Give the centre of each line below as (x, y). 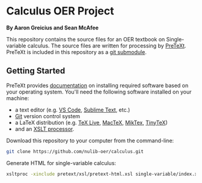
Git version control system (47, 116)
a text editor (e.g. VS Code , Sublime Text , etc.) (72, 110)
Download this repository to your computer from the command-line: (90, 140)
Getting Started (36, 71)
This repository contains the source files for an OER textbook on (86, 39)
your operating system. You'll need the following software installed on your (99, 92)
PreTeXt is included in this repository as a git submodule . (77, 52)
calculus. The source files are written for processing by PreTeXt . (107, 46)
